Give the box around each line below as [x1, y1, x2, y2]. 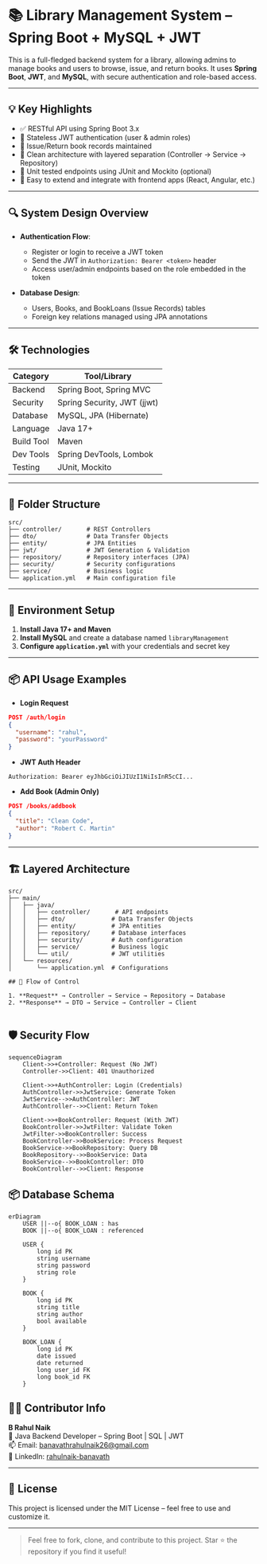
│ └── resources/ [8, 957, 73, 965]
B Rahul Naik [8, 1422, 52, 1432]
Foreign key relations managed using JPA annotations [31, 311, 208, 321]
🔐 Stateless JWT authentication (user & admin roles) [19, 132, 191, 142]
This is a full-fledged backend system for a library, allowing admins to [8, 55, 237, 65]
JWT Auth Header [19, 757, 81, 767]
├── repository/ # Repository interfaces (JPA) [8, 553, 191, 561]
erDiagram [8, 1213, 41, 1221]
